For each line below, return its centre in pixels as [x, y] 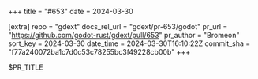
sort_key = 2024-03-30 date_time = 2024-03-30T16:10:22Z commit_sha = [129, 43]
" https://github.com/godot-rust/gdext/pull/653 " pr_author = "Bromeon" [124, 35]
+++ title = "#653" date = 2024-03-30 [71, 11]
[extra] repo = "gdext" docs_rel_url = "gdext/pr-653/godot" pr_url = [118, 26]
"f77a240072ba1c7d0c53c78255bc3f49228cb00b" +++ [99, 52]
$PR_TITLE [26, 67]
